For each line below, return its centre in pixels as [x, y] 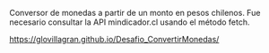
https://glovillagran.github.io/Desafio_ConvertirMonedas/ [114, 39]
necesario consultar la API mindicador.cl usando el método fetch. [130, 22]
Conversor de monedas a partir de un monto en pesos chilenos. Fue [135, 13]
